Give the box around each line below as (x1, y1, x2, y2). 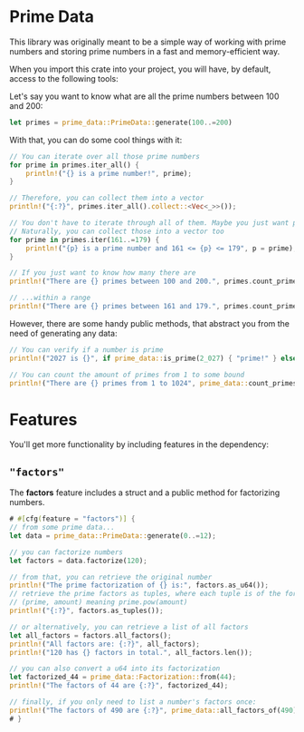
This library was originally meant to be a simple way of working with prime (9, 36, 287, 47)
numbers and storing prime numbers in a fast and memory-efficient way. (9, 45, 280, 56)
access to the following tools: (9, 73, 119, 83)
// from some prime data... (9, 523, 116, 532)
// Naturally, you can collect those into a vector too (9, 227, 224, 236)
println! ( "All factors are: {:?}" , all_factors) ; (9, 639, 201, 649)
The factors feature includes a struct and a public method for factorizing (9, 487, 280, 498)
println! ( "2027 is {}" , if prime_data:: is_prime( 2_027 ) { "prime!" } (9, 354, 278, 363)
